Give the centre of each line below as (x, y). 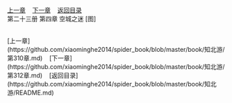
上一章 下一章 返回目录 (44, 10)
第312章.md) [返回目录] (43, 75)
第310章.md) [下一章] (40, 58)
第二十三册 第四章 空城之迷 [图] (52, 19)
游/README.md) (31, 93)
